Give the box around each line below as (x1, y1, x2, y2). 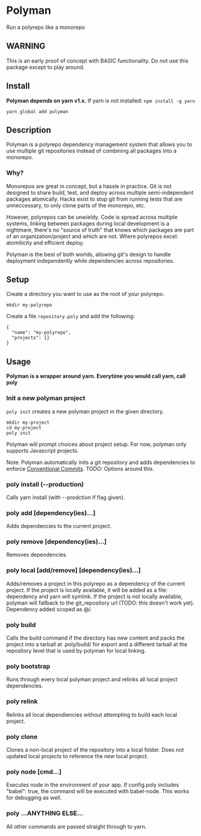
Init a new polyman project (6, 394, 85, 403)
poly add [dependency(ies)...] (6, 509, 96, 517)
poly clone (6, 732, 38, 741)
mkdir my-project (6, 420, 50, 426)
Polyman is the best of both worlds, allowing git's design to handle (6, 251, 172, 258)
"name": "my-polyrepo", (11, 330, 71, 336)
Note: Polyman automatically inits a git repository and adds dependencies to (6, 459, 196, 466)
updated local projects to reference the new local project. (6, 752, 149, 759)
